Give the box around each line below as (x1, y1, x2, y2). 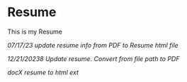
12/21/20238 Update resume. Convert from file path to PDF (7, 54, 180, 63)
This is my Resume (7, 27, 62, 36)
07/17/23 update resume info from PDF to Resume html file (7, 41, 178, 49)
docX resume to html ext (7, 68, 79, 76)
